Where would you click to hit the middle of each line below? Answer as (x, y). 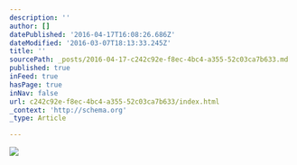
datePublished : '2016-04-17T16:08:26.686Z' (93, 34)
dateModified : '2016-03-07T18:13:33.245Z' (90, 43)
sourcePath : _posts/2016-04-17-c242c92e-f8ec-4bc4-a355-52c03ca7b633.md (149, 60)
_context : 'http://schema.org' (68, 110)
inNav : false (34, 93)
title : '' (28, 51)
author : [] (30, 26)
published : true (40, 69)
